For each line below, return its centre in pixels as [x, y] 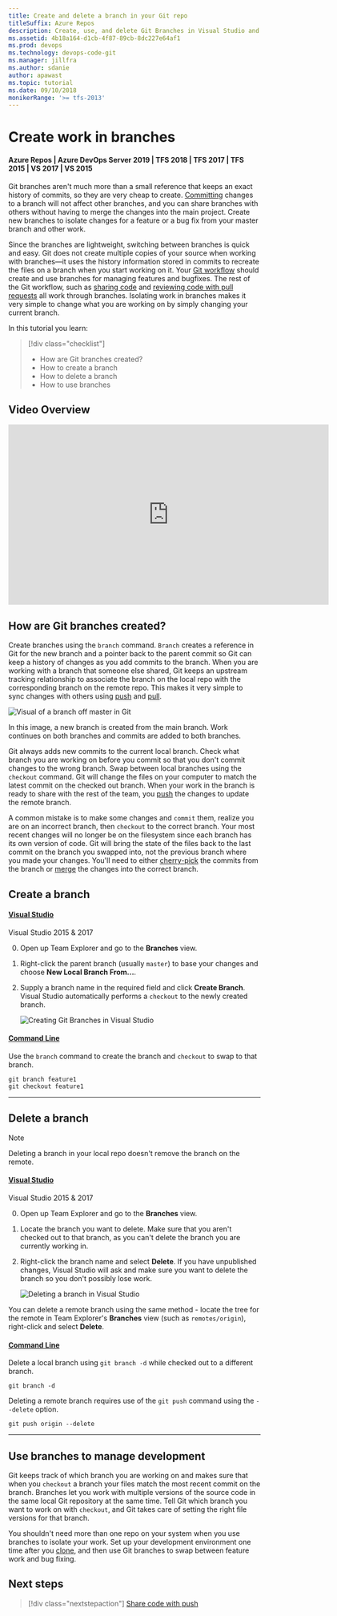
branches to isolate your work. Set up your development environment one [130, 1542]
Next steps [36, 1584]
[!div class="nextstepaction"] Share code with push [113, 1603]
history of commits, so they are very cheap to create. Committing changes [131, 195]
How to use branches [75, 385]
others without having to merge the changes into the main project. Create [129, 212]
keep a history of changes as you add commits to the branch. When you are [133, 663]
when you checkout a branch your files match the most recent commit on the [134, 1484]
